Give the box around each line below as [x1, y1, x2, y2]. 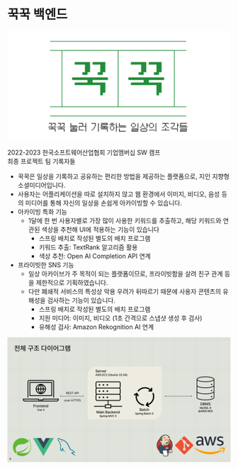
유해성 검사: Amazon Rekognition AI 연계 [38, 322, 154, 331]
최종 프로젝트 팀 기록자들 [7, 157, 76, 165]
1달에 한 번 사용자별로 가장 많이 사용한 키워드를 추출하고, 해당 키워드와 [28, 216, 222, 225]
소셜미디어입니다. [17, 181, 66, 189]
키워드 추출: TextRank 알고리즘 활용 [38, 242, 138, 252]
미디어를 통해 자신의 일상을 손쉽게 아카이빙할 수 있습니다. [25, 198, 183, 207]
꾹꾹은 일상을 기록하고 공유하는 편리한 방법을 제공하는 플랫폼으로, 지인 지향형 [17, 171, 230, 181]
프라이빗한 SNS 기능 [17, 260, 74, 269]
